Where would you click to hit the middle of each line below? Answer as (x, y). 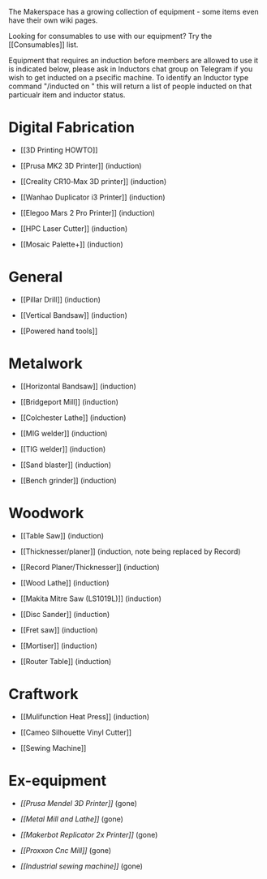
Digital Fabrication (72, 128)
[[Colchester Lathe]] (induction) (73, 418)
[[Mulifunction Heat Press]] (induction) (85, 716)
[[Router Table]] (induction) (66, 661)
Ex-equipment (58, 780)
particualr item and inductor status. (67, 95)
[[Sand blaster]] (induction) (66, 465)
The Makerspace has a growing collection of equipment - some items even (134, 12)
